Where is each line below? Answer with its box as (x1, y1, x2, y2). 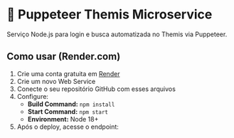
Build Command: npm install (27, 100, 115, 108)
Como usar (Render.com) (6, 51, 121, 63)
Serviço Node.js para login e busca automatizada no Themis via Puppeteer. (6, 30, 228, 38)
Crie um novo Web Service (16, 77, 96, 85)
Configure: (16, 92, 49, 100)
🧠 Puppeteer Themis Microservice (6, 6, 213, 23)
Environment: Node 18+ (27, 115, 99, 123)
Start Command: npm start (27, 107, 108, 116)
